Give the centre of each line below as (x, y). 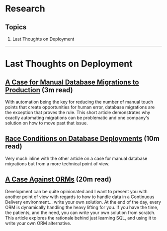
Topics (16, 27)
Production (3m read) (39, 90)
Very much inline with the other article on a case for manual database (76, 158)
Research (25, 9)
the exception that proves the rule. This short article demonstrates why (78, 112)
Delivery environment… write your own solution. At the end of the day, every (83, 202)
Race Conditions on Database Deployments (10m (83, 139)
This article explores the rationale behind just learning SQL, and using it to (81, 218)
